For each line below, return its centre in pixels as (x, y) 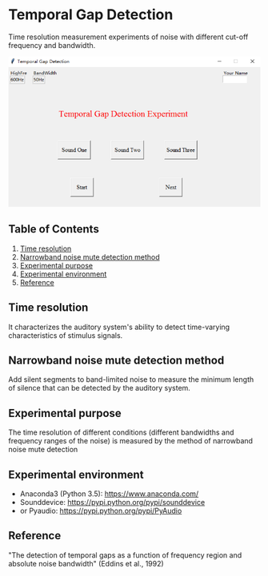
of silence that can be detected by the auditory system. (99, 388)
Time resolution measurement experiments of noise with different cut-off (128, 37)
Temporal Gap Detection (91, 15)
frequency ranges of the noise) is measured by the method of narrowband (131, 441)
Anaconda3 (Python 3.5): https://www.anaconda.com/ (109, 494)
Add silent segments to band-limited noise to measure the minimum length (131, 379)
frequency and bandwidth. (52, 45)
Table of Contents (54, 229)
